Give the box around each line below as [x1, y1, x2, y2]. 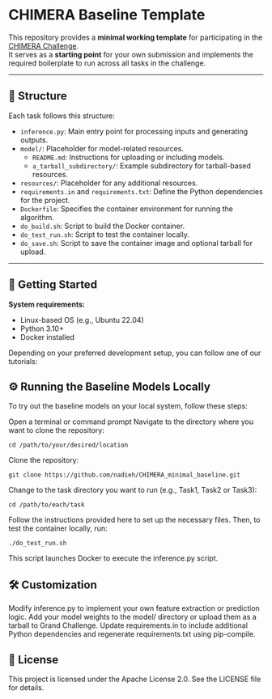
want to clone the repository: [8, 426, 105, 435]
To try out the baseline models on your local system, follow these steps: [8, 401, 249, 411]
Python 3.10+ [19, 324, 65, 333]
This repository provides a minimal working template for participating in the [8, 32, 263, 42]
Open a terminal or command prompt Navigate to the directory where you [8, 417, 253, 426]
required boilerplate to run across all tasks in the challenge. [8, 58, 206, 68]
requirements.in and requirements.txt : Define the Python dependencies [19, 186, 263, 196]
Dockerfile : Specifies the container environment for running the [19, 204, 233, 214]
